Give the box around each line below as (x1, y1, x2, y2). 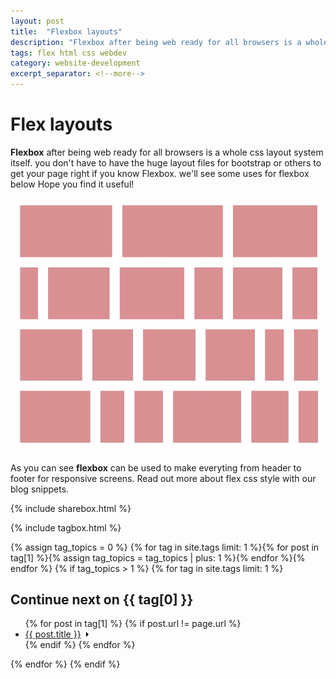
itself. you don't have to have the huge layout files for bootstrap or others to (10, 156, 322, 169)
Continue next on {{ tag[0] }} (10, 591, 194, 608)
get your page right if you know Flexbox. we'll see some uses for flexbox (10, 167, 310, 179)
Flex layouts (10, 113, 113, 136)
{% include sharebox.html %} (10, 502, 132, 514)
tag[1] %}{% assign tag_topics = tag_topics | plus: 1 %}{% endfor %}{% (10, 551, 306, 564)
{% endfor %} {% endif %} (10, 658, 121, 670)
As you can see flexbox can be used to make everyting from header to (10, 461, 302, 474)
